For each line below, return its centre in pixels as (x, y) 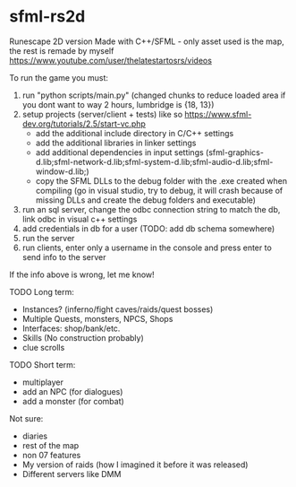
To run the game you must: (59, 77)
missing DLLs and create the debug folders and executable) (146, 200)
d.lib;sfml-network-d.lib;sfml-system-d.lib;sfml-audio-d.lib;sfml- (154, 161)
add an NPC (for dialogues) (72, 391)
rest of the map (51, 445)
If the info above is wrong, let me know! (82, 274)
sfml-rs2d (47, 17)
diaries (34, 436)
